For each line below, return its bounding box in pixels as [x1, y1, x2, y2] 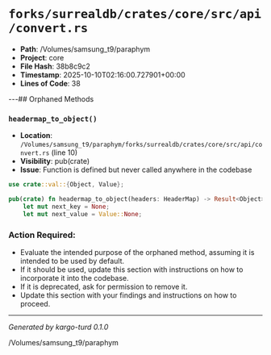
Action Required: [8, 229, 76, 240]
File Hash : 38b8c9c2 [19, 61, 91, 71]
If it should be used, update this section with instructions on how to [19, 265, 244, 274]
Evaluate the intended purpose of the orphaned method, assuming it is [19, 248, 255, 257]
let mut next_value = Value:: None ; [23, 210, 143, 218]
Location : [19, 131, 53, 140]
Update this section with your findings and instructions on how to [19, 290, 237, 300]
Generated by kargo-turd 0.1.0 [8, 322, 109, 332]
